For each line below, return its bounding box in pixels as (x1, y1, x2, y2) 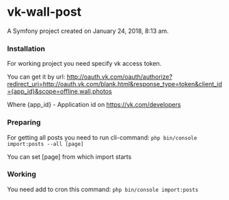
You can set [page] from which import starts (7, 152, 132, 161)
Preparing (7, 118, 41, 127)
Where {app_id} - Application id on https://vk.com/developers (7, 101, 181, 109)
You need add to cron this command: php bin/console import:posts (7, 185, 199, 193)
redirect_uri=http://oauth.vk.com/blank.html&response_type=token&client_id (7, 80, 222, 88)
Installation (7, 44, 46, 53)
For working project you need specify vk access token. (7, 60, 162, 68)
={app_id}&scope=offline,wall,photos (7, 87, 112, 96)
